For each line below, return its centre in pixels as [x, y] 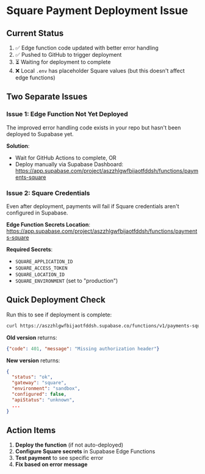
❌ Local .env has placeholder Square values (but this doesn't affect [100, 71]
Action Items [31, 430]
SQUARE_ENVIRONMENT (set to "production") [67, 280]
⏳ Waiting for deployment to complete [63, 62]
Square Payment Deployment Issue [97, 11]
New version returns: [33, 360]
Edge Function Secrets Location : [48, 224]
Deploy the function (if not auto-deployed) [69, 445]
